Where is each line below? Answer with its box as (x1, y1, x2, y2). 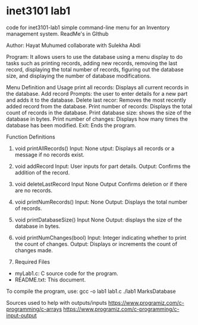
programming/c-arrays (6, 305, 62, 312)
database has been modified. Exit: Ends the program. (6, 121, 137, 129)
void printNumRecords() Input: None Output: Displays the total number (14, 198, 188, 205)
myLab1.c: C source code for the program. (14, 270, 119, 277)
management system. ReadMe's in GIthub (6, 30, 109, 37)
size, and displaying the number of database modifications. (6, 72, 152, 79)
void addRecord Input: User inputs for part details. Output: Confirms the (14, 162, 191, 170)
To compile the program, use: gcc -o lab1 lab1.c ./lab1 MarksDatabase (6, 287, 177, 295)
